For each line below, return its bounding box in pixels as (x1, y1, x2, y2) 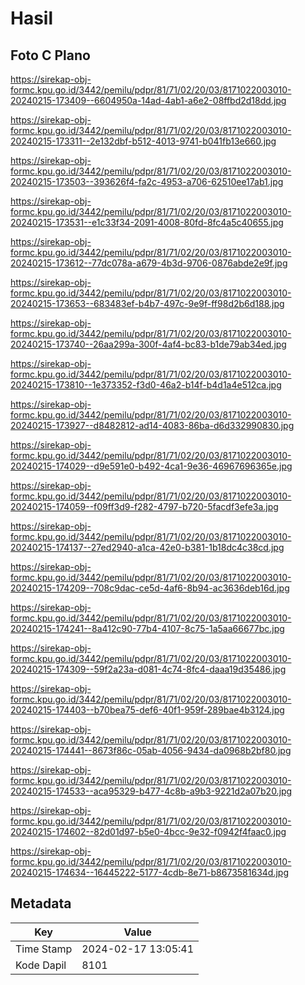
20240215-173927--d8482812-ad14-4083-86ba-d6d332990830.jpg (10, 420, 295, 431)
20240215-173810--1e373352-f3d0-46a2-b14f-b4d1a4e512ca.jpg (10, 379, 282, 391)
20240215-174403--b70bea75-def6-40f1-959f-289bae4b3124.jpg (10, 704, 285, 716)
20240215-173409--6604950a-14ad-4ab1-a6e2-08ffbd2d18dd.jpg (10, 95, 287, 106)
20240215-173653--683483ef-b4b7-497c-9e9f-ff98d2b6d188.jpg (10, 298, 285, 309)
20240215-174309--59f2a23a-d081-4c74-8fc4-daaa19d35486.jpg (10, 663, 287, 675)
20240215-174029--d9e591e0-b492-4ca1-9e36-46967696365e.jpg (10, 460, 293, 472)
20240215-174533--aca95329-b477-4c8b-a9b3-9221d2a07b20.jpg (10, 785, 293, 797)
